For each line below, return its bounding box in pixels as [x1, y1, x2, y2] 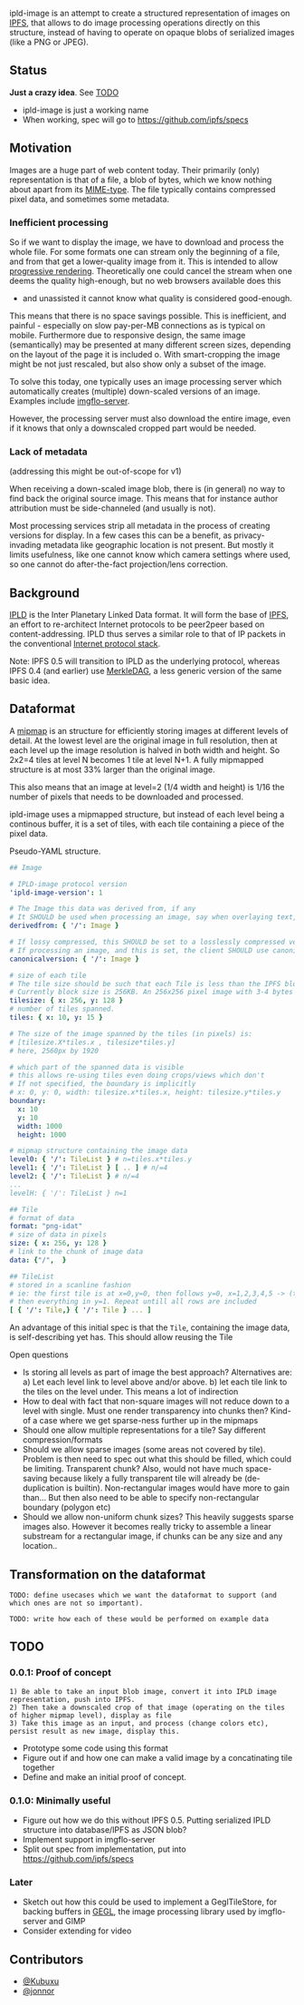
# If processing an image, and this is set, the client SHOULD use [9, 945, 270, 955]
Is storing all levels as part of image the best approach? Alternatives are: [22, 1367, 292, 1378]
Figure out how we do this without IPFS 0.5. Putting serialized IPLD [22, 1814, 271, 1826]
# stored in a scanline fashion [9, 1280, 131, 1289]
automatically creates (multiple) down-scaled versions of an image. [9, 386, 261, 396]
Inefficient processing [9, 216, 109, 229]
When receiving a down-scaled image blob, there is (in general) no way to [9, 484, 286, 494]
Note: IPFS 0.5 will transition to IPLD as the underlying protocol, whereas [9, 656, 280, 667]
